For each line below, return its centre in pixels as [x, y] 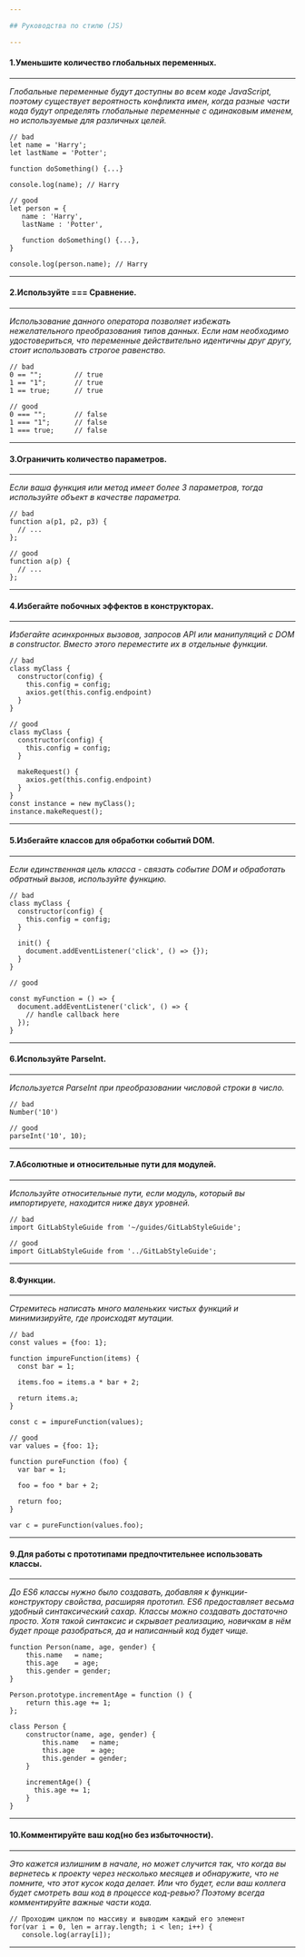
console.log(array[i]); [66, 1934]
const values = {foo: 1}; [58, 1343]
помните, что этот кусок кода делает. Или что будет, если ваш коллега [148, 1883]
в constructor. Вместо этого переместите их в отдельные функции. [139, 644]
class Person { [38, 1727]
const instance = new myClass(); [73, 804]
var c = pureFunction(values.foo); [77, 1526]
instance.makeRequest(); [56, 812]
